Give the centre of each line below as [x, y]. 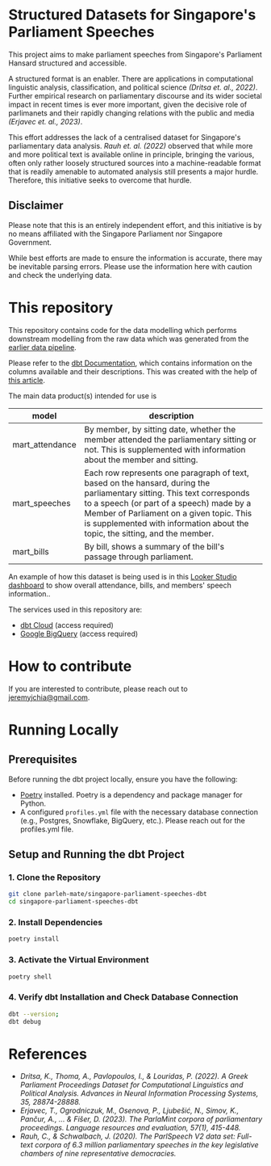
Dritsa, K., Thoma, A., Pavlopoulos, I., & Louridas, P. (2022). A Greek [134, 1076]
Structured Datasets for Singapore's [132, 15]
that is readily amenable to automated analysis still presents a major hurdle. [133, 171]
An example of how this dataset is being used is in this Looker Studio [123, 576]
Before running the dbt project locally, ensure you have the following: [123, 779]
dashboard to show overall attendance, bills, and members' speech [120, 585]
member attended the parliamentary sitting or [170, 440]
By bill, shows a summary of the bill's [154, 546]
